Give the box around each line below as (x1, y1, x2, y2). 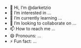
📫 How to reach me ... (9, 26, 55, 31)
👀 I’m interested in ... (9, 10, 52, 16)
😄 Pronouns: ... (9, 33, 42, 39)
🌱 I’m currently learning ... (9, 15, 62, 21)
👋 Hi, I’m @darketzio (9, 5, 52, 10)
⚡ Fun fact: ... (9, 38, 37, 44)
